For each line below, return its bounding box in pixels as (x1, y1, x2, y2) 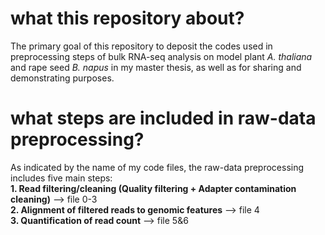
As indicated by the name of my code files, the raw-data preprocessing (10, 161, 305, 173)
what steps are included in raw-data (10, 107, 317, 130)
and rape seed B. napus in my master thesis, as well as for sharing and (10, 61, 302, 73)
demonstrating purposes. (10, 72, 115, 84)
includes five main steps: (10, 172, 113, 184)
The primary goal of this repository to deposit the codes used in (10, 40, 273, 52)
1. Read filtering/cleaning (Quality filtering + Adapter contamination (10, 182, 297, 194)
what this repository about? (10, 7, 245, 30)
